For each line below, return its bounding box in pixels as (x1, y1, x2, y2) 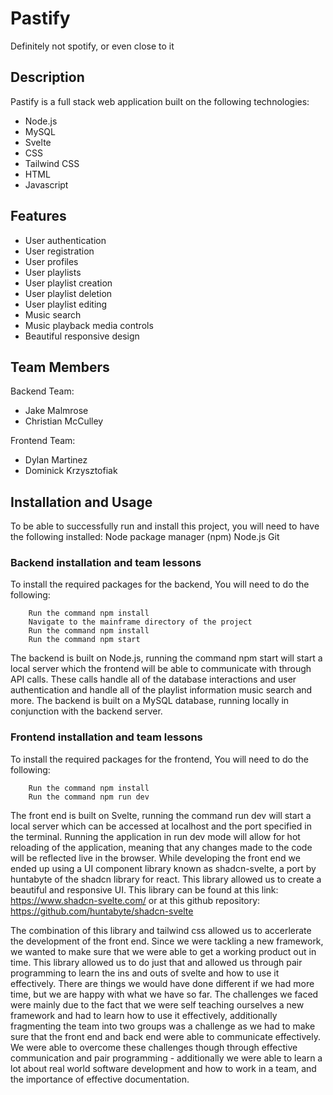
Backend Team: (10, 385, 75, 397)
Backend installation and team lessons (10, 556, 202, 570)
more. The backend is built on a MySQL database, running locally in (10, 695, 290, 707)
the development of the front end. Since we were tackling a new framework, (10, 935, 324, 947)
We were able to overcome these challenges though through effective (10, 1041, 298, 1053)
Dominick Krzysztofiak (24, 465, 118, 477)
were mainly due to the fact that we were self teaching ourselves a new (10, 998, 305, 1011)
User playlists (24, 266, 82, 278)
